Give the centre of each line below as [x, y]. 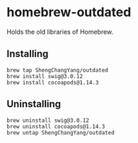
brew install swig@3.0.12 [45, 76]
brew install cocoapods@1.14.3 [53, 82]
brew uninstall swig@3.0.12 [48, 120]
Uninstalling [34, 104]
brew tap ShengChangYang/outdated [58, 70]
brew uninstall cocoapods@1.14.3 [56, 126]
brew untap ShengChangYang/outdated [61, 132]
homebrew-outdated [69, 12]
